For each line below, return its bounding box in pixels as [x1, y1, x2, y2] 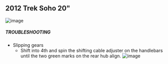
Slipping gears [12, 42, 44, 48]
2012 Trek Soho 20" [5, 4, 70, 13]
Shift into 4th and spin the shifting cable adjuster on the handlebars [20, 47, 163, 53]
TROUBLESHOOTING [5, 29, 51, 35]
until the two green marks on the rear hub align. [20, 53, 122, 59]
